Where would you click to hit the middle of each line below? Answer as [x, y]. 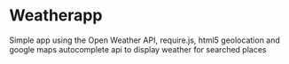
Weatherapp [56, 16]
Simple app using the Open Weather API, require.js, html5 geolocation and [145, 40]
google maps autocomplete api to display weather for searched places [138, 49]
